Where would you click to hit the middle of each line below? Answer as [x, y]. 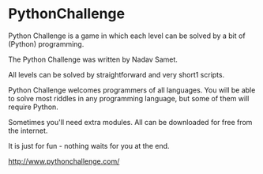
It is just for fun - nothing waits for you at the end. [89, 146]
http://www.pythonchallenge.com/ [64, 161]
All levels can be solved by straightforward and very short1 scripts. [116, 74]
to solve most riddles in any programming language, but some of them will [129, 98]
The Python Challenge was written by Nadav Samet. [93, 59]
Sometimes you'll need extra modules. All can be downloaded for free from [130, 122]
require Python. [34, 107]
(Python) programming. [46, 43]
